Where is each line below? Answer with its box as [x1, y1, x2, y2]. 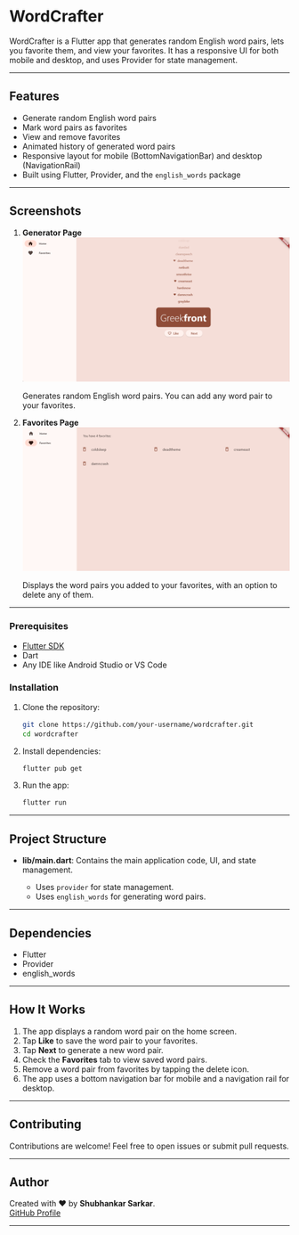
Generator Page [21, 227, 83, 238]
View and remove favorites [21, 131, 121, 142]
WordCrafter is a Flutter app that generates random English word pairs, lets [9, 36, 285, 46]
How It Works [9, 1002, 86, 1018]
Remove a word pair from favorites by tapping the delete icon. [21, 1063, 249, 1075]
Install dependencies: [21, 746, 101, 757]
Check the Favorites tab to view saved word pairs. [21, 1054, 207, 1065]
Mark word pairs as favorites [21, 122, 127, 133]
